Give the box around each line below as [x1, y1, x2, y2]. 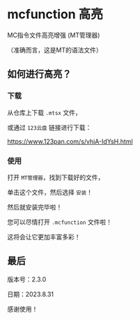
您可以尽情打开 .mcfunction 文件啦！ [7, 218, 113, 226]
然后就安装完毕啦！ [7, 202, 63, 211]
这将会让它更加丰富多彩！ [7, 232, 81, 241]
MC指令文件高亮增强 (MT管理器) [7, 31, 100, 39]
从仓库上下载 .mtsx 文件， [7, 108, 81, 116]
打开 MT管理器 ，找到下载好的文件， [7, 173, 104, 181]
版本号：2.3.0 [7, 274, 47, 284]
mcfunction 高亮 [7, 6, 103, 22]
